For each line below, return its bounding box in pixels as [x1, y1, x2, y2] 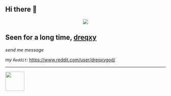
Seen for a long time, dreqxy [5, 33, 97, 42]
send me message [5, 46, 44, 53]
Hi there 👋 [5, 5, 37, 14]
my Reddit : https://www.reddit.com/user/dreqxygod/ [5, 57, 116, 63]
